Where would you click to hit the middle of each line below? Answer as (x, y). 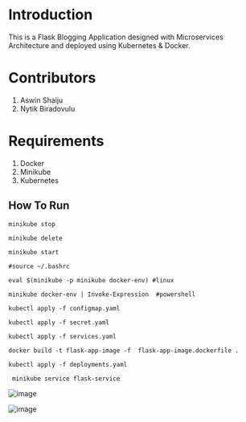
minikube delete (35, 238)
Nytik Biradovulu (47, 108)
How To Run (39, 206)
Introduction (51, 15)
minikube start (34, 252)
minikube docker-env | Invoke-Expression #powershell (102, 294)
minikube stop (32, 224)
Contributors (52, 78)
